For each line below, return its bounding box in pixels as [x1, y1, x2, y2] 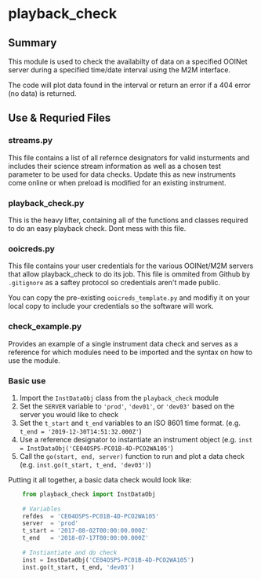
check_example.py [8, 321, 82, 332]
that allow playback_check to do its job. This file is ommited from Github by [8, 269, 251, 279]
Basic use [8, 375, 46, 386]
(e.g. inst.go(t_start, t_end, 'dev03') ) [19, 460, 151, 469]
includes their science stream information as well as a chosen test [8, 161, 221, 170]
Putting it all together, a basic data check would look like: [8, 475, 192, 484]
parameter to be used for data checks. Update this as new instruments [8, 170, 237, 179]
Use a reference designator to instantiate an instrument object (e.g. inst [19, 434, 253, 444]
